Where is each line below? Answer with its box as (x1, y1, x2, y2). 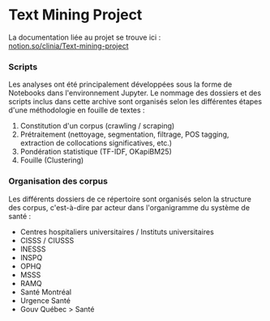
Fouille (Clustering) (19, 155, 84, 165)
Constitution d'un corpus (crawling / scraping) (19, 121, 175, 131)
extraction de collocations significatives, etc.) (19, 138, 173, 148)
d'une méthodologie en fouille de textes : (8, 105, 145, 115)
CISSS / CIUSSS (19, 235, 75, 245)
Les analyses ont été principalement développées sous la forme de (8, 79, 233, 90)
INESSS (19, 244, 46, 254)
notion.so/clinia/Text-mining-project (8, 40, 129, 50)
